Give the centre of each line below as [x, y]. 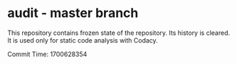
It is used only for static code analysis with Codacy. [83, 40]
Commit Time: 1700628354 [47, 54]
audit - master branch [73, 13]
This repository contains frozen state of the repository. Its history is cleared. [118, 33]
